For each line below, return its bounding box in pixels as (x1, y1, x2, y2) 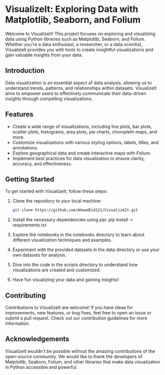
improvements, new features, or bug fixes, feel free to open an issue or (5, 310, 151, 316)
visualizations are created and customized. (12, 267, 101, 273)
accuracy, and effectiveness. (12, 160, 72, 166)
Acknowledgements (5, 335, 69, 343)
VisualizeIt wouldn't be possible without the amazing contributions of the (5, 348, 155, 354)
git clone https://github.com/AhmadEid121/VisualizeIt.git (12, 207, 138, 213)
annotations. (12, 144, 38, 150)
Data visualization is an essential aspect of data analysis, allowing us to (5, 79, 152, 85)
